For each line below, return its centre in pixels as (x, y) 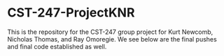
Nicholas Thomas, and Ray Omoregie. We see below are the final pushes (112, 39)
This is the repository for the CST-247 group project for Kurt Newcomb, (110, 32)
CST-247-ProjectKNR (71, 13)
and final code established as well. (57, 46)
